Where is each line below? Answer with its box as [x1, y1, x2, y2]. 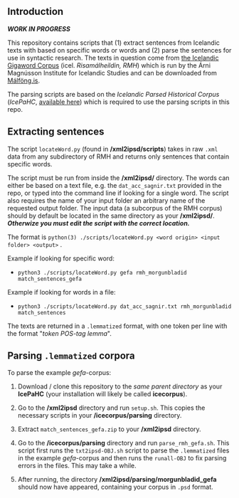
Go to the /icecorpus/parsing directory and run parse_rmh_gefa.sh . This [17, 439, 230, 447]
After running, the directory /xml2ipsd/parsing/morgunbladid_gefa [17, 475, 217, 484]
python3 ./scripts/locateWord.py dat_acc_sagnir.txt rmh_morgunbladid [17, 302, 232, 310]
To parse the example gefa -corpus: [7, 369, 112, 377]
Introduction [7, 6, 64, 18]
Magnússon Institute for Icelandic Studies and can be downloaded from [7, 68, 217, 77]
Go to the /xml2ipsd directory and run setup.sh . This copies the [17, 403, 206, 412]
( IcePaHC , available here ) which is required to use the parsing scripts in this [7, 97, 230, 106]
